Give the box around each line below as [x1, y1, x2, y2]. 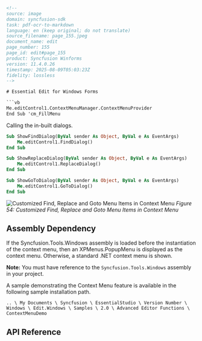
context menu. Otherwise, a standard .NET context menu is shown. [6, 252, 173, 260]
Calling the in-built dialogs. [6, 122, 74, 129]
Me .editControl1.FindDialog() [17, 139, 93, 145]
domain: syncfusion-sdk [6, 16, 66, 22]
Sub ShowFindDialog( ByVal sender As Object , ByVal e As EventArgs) [6, 133, 180, 139]
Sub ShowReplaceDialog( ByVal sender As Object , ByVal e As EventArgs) [6, 155, 188, 161]
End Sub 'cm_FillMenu [6, 111, 61, 117]
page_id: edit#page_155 [6, 50, 66, 56]
